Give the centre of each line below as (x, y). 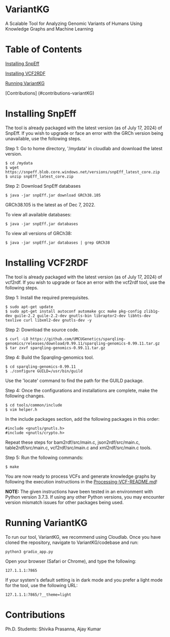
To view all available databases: (38, 214)
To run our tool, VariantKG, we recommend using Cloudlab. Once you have (83, 537)
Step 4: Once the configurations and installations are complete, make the (82, 390)
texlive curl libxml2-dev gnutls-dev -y (49, 320)
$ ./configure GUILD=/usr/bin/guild (44, 371)
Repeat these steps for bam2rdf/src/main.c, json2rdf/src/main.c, (73, 442)
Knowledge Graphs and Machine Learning (49, 28)
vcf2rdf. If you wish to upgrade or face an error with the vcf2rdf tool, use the (85, 282)
